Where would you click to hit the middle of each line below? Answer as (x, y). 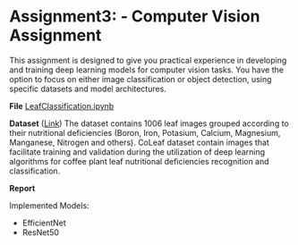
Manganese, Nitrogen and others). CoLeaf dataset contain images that (140, 142)
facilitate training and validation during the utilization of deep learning (137, 152)
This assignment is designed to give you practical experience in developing (148, 60)
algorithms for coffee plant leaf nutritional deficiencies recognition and (140, 161)
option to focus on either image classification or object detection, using (140, 79)
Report (22, 188)
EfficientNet (44, 223)
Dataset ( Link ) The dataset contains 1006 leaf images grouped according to (149, 123)
